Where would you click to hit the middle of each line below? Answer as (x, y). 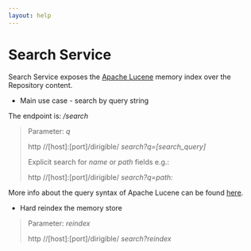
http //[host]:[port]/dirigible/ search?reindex (100, 238)
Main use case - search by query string (84, 101)
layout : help (30, 15)
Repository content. (41, 85)
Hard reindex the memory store (71, 207)
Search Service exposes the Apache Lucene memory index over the (120, 77)
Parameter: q (49, 131)
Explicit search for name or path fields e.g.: (98, 162)
